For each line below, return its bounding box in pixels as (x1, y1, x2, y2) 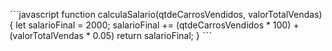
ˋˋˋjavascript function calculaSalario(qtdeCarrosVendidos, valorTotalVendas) (9, 9, 323, 20)
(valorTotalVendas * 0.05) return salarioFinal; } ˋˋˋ (9, 30, 212, 41)
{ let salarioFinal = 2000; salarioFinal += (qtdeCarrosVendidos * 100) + (9, 19, 300, 31)
